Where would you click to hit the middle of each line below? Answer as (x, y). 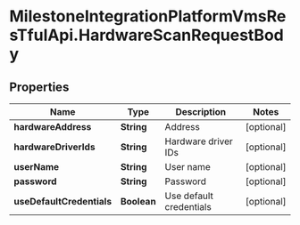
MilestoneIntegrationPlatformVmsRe (148, 16)
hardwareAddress (53, 127)
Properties (39, 87)
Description (201, 112)
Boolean (138, 201)
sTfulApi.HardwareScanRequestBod (146, 35)
